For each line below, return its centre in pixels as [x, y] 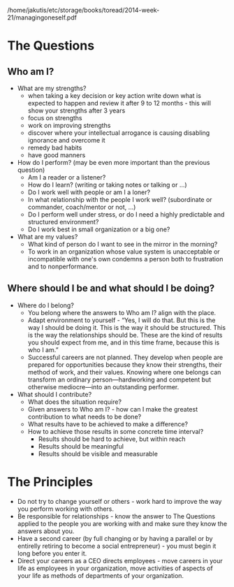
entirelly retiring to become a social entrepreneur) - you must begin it [117, 546]
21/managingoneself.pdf [42, 17]
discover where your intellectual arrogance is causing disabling [119, 133]
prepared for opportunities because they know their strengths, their [125, 364]
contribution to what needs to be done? [85, 416]
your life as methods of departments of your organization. [100, 575]
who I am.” [43, 349]
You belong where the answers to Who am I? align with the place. [122, 312]
